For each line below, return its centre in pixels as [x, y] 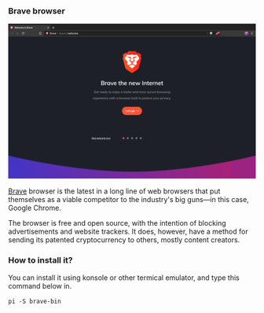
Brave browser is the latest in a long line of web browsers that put [114, 191]
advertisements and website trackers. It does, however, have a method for [128, 232]
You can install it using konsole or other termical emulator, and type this [124, 278]
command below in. [40, 285]
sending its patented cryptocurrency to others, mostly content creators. [124, 240]
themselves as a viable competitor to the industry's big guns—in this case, [128, 200]
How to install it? [40, 260]
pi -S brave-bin [35, 301]
